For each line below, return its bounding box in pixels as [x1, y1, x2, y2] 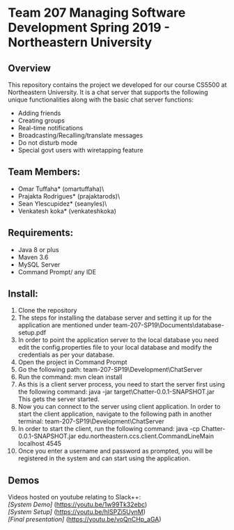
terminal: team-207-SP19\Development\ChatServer [17, 417, 164, 426]
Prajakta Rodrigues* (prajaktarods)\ [17, 192, 120, 200]
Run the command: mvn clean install [17, 373, 123, 381]
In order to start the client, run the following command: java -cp [17, 425, 201, 433]
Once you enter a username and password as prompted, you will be [17, 447, 213, 455]
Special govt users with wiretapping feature [17, 146, 143, 154]
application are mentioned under [17, 321, 112, 329]
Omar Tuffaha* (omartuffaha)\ [17, 185, 104, 193]
